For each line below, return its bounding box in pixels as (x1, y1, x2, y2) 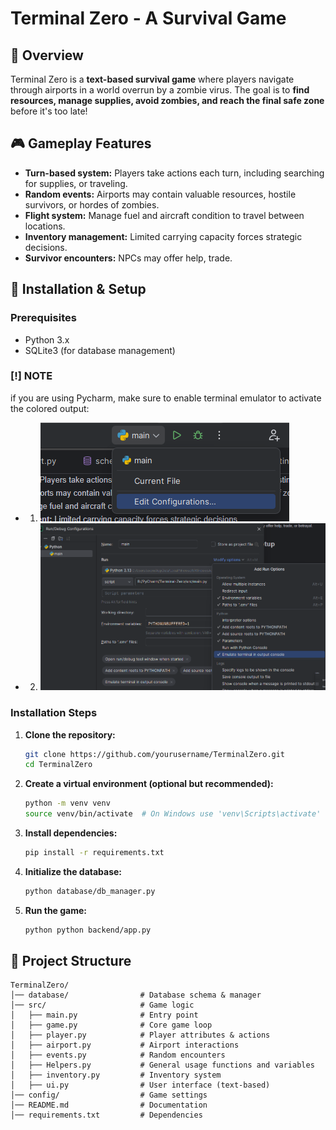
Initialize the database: (24, 865, 123, 877)
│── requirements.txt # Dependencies (10, 1110, 203, 1121)
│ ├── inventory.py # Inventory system (10, 1070, 222, 1081)
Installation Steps (10, 706, 98, 720)
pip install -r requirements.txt (24, 848, 165, 858)
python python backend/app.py (24, 925, 152, 935)
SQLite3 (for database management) (24, 344, 176, 356)
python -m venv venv (24, 798, 111, 809)
